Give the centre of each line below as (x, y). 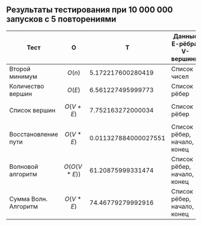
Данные (185, 36)
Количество (27, 86)
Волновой (24, 166)
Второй (20, 69)
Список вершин (32, 110)
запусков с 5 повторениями (61, 20)
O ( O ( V (73, 166)
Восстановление (34, 134)
